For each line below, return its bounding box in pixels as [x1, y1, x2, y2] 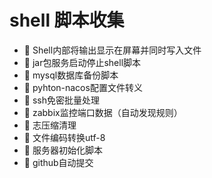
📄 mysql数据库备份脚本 [23, 69, 119, 81]
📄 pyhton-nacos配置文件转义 [23, 81, 143, 93]
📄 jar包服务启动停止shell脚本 [23, 56, 142, 68]
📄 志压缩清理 [23, 119, 77, 131]
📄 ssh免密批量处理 [23, 94, 100, 106]
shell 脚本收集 [9, 9, 125, 32]
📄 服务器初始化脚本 [23, 144, 103, 156]
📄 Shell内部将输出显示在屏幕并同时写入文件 [23, 44, 202, 56]
